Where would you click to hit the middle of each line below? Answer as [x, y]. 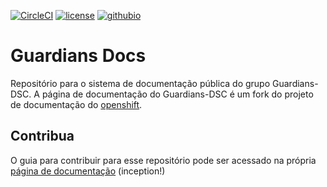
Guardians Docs [78, 56]
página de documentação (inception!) [88, 171]
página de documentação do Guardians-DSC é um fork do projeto [177, 94]
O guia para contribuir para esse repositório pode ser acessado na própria [163, 160]
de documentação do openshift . [76, 104]
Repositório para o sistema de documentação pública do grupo [140, 83]
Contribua [42, 136]
